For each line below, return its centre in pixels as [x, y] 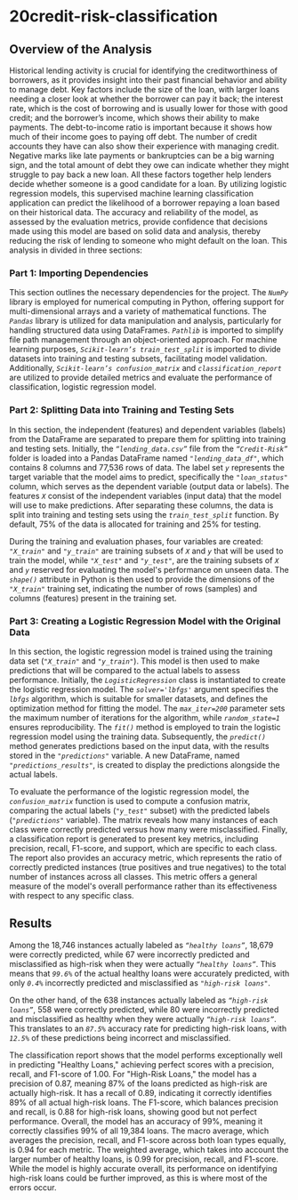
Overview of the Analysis [81, 49]
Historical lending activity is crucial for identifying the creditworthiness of [144, 70]
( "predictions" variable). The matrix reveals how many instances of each [144, 819]
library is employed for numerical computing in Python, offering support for [147, 302]
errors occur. [33, 1187]
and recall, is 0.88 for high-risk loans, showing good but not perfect [133, 1111]
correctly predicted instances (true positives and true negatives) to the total [148, 867]
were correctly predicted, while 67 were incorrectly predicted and [130, 954]
